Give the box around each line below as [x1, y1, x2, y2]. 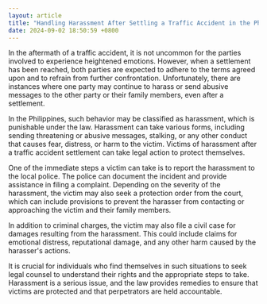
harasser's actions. [8, 246, 71, 256]
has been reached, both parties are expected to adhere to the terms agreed [8, 65, 256, 75]
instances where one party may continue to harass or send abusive [8, 82, 229, 91]
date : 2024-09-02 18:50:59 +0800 [8, 26, 119, 34]
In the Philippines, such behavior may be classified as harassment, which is [8, 114, 255, 124]
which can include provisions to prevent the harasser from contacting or [8, 197, 245, 206]
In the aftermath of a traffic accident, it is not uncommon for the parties [8, 48, 242, 58]
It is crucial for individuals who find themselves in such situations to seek [8, 261, 247, 271]
